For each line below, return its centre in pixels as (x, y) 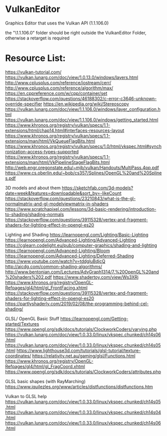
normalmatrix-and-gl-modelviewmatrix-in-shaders (57, 204)
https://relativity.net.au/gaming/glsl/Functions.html (84, 356)
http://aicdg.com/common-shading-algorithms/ (54, 266)
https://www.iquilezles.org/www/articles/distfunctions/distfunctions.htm (79, 387)
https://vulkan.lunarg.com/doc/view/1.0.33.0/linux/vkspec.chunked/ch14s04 (83, 412)
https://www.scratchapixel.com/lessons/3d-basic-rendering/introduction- (81, 209)
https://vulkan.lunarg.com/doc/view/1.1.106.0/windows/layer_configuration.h (83, 109)
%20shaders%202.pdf (29, 277)
